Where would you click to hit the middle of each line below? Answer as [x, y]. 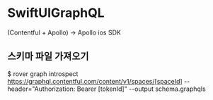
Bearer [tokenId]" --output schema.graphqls [142, 89]
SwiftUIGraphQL [56, 13]
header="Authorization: [41, 89]
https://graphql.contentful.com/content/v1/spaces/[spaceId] [95, 81]
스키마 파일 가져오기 [48, 57]
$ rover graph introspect [43, 74]
